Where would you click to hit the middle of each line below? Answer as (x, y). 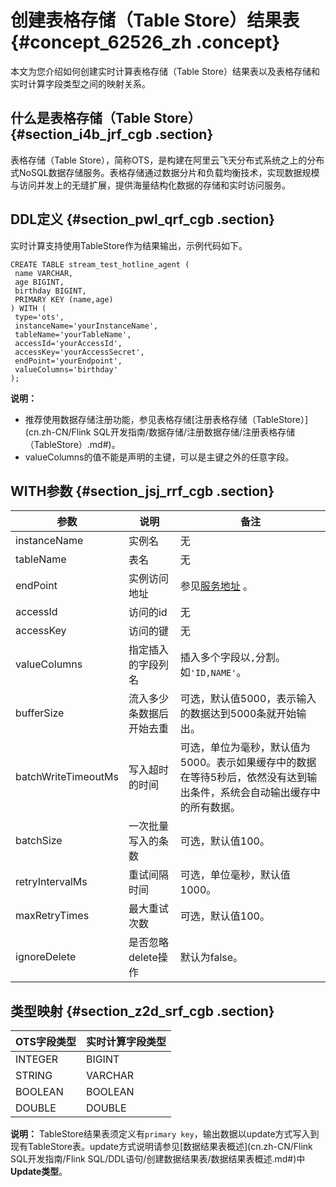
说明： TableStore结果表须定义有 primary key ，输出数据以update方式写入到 (165, 1134)
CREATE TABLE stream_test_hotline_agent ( (100, 264)
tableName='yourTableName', (73, 334)
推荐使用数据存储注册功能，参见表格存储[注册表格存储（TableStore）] (166, 419)
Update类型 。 (39, 1172)
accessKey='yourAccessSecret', (79, 352)
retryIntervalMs (51, 882)
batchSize (39, 841)
